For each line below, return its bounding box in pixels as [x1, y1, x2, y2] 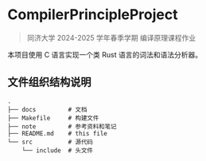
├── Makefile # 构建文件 [7, 114, 99, 122]
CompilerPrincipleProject [7, 6, 178, 24]
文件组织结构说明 [7, 76, 91, 89]
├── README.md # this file [7, 129, 108, 137]
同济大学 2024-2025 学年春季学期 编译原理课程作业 [26, 33, 196, 42]
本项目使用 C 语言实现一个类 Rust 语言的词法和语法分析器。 [7, 49, 203, 59]
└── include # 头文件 [21, 146, 93, 155]
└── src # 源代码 [7, 138, 93, 146]
